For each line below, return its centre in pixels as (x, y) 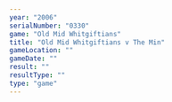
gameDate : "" (33, 59)
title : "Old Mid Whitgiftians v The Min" (87, 42)
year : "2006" (33, 17)
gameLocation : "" (41, 51)
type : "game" (33, 83)
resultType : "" (37, 75)
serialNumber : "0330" (49, 26)
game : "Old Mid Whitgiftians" (66, 34)
